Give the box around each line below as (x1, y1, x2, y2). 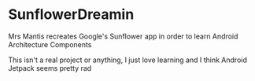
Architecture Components (8, 39, 92, 49)
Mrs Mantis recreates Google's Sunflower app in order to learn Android (8, 31, 238, 41)
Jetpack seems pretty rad (8, 63, 92, 72)
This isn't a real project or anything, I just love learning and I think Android (8, 55, 248, 64)
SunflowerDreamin (8, 6, 135, 24)
